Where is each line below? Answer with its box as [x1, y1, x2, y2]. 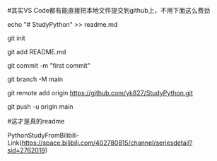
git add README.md [7, 48, 66, 56]
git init [7, 34, 26, 42]
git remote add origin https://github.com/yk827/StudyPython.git [7, 89, 193, 97]
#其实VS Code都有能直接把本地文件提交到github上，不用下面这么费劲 [7, 6, 211, 14]
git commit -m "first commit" [7, 61, 90, 69]
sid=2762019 [7, 146, 46, 154]
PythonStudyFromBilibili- [7, 131, 80, 139]
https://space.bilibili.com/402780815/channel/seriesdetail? [21, 138, 193, 147]
